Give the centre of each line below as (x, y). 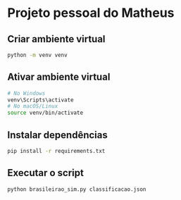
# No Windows (26, 93)
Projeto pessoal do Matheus (91, 13)
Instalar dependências (57, 135)
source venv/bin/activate (45, 113)
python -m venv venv (38, 55)
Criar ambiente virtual (56, 39)
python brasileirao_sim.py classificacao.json (77, 189)
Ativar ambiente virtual (59, 77)
